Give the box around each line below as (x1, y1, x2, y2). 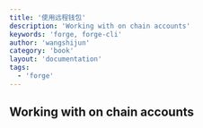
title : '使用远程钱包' (9, 13, 86, 22)
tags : (9, 64, 30, 73)
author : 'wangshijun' (9, 38, 91, 47)
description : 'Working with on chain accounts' (9, 21, 191, 30)
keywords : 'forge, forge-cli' (9, 30, 123, 38)
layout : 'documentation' (9, 55, 102, 64)
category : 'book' (9, 47, 75, 55)
